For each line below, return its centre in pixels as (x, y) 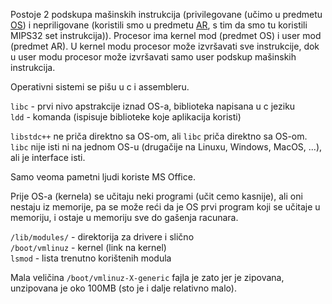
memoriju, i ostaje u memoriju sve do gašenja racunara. (124, 217)
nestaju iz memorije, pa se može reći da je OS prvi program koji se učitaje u (165, 207)
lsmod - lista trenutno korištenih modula (91, 258)
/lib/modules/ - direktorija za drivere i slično (102, 237)
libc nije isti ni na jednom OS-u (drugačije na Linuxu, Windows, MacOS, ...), (166, 147)
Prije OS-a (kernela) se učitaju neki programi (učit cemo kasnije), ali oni (156, 196)
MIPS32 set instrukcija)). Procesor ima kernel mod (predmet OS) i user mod (166, 35)
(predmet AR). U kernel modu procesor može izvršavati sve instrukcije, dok (165, 46)
